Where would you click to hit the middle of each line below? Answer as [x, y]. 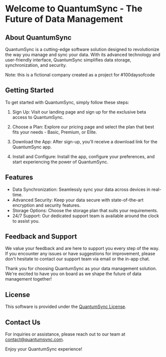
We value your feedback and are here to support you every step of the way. [82, 248]
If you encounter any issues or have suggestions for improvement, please [80, 254]
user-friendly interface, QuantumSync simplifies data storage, [68, 60]
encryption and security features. [46, 205]
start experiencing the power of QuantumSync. [60, 162]
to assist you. [26, 221]
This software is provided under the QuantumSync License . [66, 307]
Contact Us [23, 322]
